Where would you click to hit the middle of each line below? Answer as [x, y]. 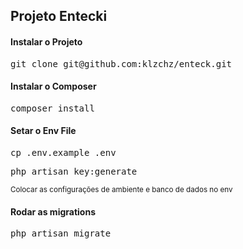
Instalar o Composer [53, 86]
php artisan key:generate [74, 171]
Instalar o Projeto [46, 41]
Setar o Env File [43, 131]
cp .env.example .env [63, 152]
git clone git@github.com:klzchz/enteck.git [121, 63]
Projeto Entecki [59, 16]
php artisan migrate [61, 233]
